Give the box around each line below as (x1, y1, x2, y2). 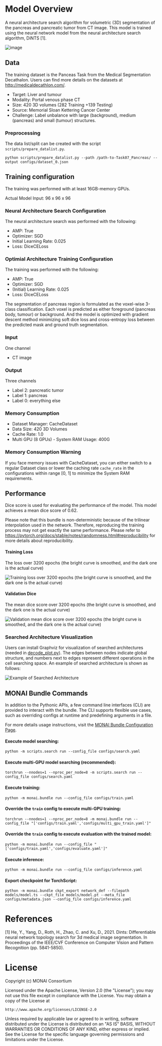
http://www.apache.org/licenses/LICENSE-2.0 (5, 1007, 97, 1012)
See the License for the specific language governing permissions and (5, 1031, 144, 1037)
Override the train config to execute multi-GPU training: (5, 806, 122, 812)
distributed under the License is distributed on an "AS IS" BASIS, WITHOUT (5, 1021, 156, 1027)
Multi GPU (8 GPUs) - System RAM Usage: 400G (12, 437, 110, 443)
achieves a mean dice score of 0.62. (5, 507, 78, 513)
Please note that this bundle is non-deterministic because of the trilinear (5, 517, 150, 523)
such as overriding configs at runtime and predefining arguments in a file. (5, 712, 152, 718)
